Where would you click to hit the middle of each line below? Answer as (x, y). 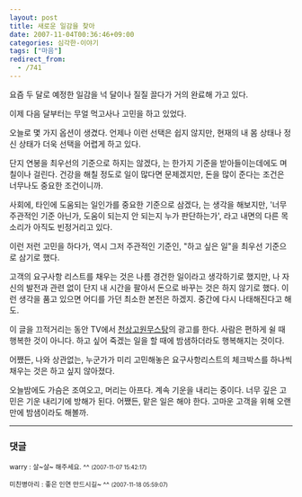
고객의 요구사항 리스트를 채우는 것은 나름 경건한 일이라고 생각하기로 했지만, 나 (145, 276)
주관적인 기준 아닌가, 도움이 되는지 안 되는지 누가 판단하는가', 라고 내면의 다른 (144, 216)
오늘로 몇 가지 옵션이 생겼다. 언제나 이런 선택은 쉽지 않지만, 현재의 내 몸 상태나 (146, 132)
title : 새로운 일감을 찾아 (52, 26)
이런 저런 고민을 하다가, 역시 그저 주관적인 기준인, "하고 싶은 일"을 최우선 (136, 246)
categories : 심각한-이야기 (54, 43)
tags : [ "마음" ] (36, 51)
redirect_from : (38, 59)
